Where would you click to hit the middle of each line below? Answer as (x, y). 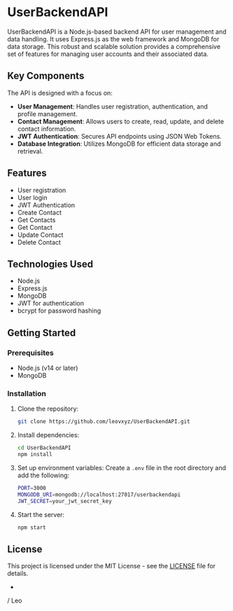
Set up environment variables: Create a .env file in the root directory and (121, 467)
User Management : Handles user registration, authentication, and (113, 107)
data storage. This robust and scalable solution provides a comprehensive (114, 46)
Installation (27, 393)
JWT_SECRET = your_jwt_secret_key (64, 501)
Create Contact (39, 212)
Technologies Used (50, 264)
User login (32, 198)
